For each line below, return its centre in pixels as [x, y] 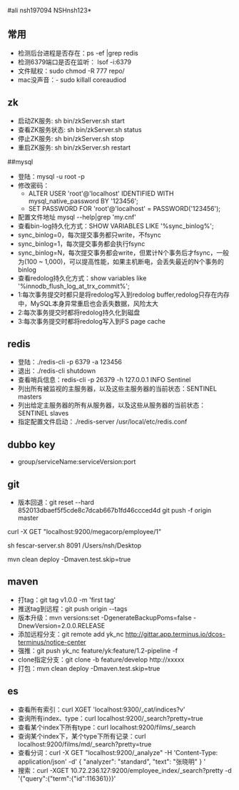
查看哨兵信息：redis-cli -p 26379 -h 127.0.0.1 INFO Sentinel [104, 380]
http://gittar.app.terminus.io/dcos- [176, 634]
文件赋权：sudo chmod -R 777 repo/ [71, 71]
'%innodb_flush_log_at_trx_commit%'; [73, 286]
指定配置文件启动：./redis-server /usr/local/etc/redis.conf [102, 422]
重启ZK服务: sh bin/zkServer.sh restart [74, 147]
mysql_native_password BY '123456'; [83, 201]
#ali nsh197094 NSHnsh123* [50, 10]
